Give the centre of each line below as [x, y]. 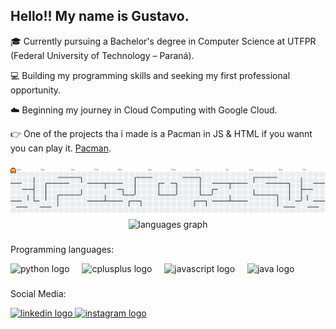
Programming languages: [62, 249]
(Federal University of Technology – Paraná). [102, 55]
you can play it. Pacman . [61, 148]
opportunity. [36, 90]
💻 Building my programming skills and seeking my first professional [150, 75]
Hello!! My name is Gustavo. [100, 16]
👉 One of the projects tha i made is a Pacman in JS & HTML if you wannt [161, 133]
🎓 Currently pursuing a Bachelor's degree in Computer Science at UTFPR [163, 41]
